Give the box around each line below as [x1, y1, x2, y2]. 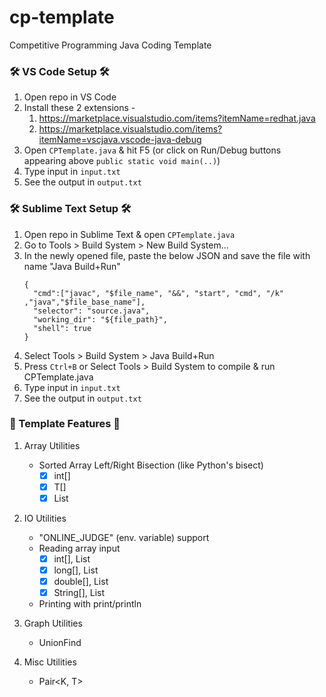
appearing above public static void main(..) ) [23, 155, 221, 167]
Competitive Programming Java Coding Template [9, 39, 212, 51]
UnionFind [38, 637, 82, 649]
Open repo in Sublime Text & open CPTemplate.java [23, 228, 236, 240]
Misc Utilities [23, 656, 77, 668]
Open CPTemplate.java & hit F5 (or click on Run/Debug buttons [23, 144, 282, 156]
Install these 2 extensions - [23, 102, 136, 114]
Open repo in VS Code [23, 91, 117, 103]
